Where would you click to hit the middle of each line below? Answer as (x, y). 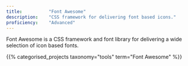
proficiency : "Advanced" (41, 22)
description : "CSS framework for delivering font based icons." (91, 17)
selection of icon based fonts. (42, 45)
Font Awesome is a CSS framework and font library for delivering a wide (94, 39)
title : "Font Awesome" (46, 11)
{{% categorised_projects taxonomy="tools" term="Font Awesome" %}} (94, 57)
